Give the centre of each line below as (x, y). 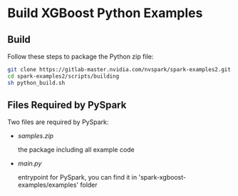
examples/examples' (48, 185)
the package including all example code (76, 150)
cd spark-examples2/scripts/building (63, 76)
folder (89, 185)
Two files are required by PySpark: (58, 122)
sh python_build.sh (36, 83)
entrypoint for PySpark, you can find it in (77, 177)
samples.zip (36, 136)
